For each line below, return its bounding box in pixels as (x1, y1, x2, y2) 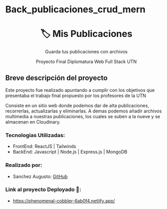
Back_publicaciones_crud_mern (5, 4, 146, 15)
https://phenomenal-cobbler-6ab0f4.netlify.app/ (12, 198, 115, 204)
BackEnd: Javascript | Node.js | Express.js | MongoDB (12, 149, 127, 155)
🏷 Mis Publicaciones (40, 28, 133, 40)
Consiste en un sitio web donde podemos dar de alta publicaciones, (5, 102, 150, 108)
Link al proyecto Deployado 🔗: (5, 186, 81, 193)
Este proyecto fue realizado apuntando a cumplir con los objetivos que (5, 87, 155, 93)
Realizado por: (5, 162, 43, 169)
